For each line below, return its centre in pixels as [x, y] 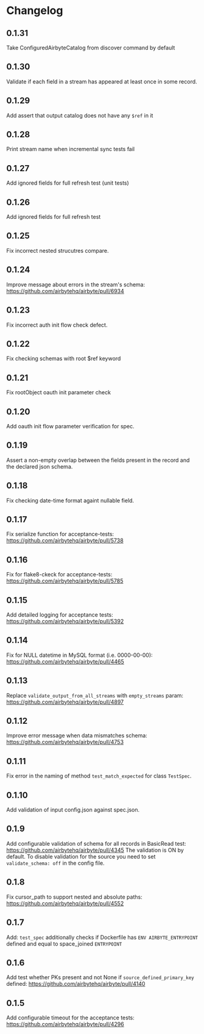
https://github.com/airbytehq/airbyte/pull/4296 [65, 1024]
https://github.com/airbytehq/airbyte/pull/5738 [65, 540]
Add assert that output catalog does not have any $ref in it [80, 115]
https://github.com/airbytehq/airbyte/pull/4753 [65, 742]
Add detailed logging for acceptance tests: [60, 615]
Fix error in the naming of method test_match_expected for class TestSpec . [99, 776]
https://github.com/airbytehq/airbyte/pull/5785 [65, 581]
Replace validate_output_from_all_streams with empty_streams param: [95, 695]
